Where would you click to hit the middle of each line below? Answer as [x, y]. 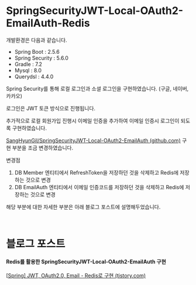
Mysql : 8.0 [28, 70]
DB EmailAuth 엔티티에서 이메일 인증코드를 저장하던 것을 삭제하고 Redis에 [99, 187]
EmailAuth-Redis [48, 23]
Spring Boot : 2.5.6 [37, 51]
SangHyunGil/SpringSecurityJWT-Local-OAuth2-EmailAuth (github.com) [93, 140]
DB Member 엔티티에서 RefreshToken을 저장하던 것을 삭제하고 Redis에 [97, 172]
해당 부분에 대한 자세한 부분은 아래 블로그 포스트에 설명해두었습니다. [83, 207]
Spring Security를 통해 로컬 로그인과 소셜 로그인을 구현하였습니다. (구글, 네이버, [97, 88]
